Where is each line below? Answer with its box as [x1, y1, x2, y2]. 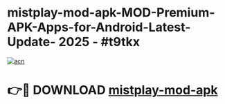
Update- [7, 34, 56, 50]
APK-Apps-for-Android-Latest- [7, 19, 191, 35]
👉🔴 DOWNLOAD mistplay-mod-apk [7, 83, 218, 98]
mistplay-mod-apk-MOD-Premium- [7, 5, 215, 21]
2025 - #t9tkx [58, 34, 141, 50]
